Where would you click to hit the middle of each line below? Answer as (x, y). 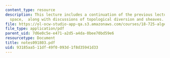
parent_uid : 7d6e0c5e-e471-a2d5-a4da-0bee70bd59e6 (60, 33)
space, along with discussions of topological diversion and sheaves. (87, 19)
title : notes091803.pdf (30, 43)
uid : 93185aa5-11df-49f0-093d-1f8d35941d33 (52, 47)
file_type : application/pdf (35, 29)
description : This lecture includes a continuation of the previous (79, 15)
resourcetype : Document (30, 38)
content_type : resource (30, 10)
